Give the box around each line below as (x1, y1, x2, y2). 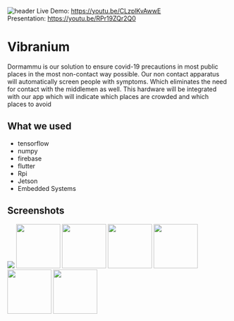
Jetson (17, 177, 38, 185)
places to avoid (7, 100, 51, 108)
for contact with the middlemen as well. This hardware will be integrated (7, 85, 217, 93)
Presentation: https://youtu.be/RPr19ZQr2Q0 (7, 14, 136, 23)
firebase (17, 154, 42, 163)
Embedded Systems (17, 184, 76, 192)
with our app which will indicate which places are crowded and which (7, 92, 209, 100)
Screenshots (7, 205, 65, 217)
